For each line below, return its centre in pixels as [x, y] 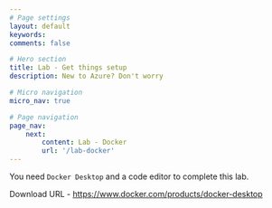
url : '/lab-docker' [79, 151]
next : [36, 134]
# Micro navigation [46, 92]
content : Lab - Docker [84, 142]
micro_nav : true [40, 100]
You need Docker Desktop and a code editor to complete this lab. [129, 176]
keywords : [28, 34]
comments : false [40, 43]
